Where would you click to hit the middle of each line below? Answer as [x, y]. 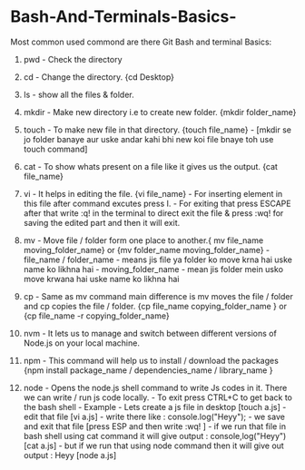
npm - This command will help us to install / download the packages [151, 360]
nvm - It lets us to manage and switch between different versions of [150, 333]
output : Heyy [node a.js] [70, 455]
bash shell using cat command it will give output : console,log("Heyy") [155, 436]
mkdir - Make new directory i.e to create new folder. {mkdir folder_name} [160, 112]
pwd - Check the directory [73, 59]
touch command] [55, 149]
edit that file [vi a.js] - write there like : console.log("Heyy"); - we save [154, 416]
